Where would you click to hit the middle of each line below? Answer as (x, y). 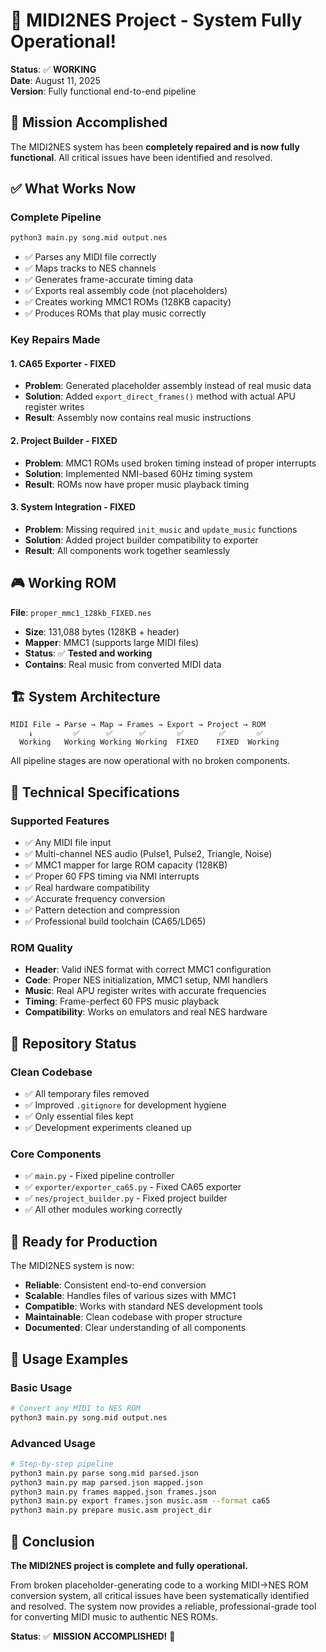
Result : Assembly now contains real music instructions (138, 418)
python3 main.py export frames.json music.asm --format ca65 (140, 1501)
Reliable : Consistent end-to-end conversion (115, 1285)
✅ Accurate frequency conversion (95, 899)
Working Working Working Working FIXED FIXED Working (149, 742)
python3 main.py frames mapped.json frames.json (113, 1492)
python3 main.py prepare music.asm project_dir (111, 1510)
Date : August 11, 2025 (55, 80)
